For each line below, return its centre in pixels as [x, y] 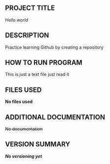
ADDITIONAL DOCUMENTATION [55, 117]
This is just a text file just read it [37, 74]
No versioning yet [24, 156]
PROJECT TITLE [30, 8]
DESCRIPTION [27, 36]
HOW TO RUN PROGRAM [44, 63]
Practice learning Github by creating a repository [55, 47]
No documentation [24, 129]
